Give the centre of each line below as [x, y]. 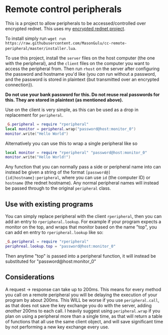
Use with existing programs [49, 204]
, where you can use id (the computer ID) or [105, 178]
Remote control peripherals [63, 9]
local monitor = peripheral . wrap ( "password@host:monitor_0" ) [71, 129]
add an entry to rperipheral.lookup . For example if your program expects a [83, 222]
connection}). [19, 85]
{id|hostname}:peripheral [32, 178]
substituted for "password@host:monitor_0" [51, 261]
